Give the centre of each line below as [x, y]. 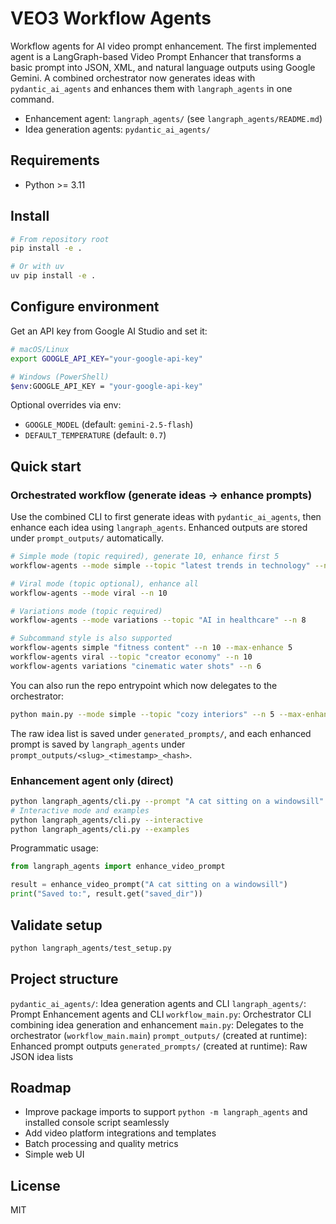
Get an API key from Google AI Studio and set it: [109, 331]
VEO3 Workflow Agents [111, 18]
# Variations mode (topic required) [86, 611]
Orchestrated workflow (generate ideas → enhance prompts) [161, 495]
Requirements [55, 160]
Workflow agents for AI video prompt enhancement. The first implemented [163, 46]
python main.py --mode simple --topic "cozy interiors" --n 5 [142, 714]
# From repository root [60, 239]
